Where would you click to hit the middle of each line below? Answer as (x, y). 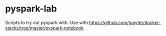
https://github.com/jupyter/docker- (125, 22)
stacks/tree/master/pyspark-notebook (44, 27)
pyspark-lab (31, 9)
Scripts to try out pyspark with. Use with (47, 22)
